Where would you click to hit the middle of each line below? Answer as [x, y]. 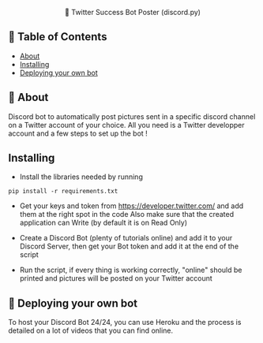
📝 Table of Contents [58, 37]
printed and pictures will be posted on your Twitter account [116, 278]
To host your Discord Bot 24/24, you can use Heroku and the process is [125, 322]
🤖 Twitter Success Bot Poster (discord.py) [133, 12]
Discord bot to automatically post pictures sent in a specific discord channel [132, 116]
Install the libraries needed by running [81, 177]
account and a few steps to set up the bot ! [78, 133]
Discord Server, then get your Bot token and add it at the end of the [129, 246]
